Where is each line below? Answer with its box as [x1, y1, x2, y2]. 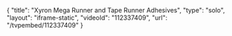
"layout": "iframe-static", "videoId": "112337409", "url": [6, 13, 168, 22]
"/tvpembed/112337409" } [6, 21, 84, 29]
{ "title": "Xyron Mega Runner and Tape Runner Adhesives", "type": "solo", [6, 6, 226, 14]
